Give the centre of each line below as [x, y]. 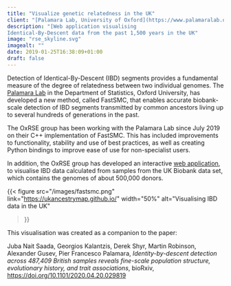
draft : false [26, 59]
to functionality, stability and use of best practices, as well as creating [106, 143]
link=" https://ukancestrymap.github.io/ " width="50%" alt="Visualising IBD [112, 198]
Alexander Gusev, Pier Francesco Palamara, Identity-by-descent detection [112, 253]
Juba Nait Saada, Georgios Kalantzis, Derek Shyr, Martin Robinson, [102, 246]
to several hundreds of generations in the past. [73, 114]
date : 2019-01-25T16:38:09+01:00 [55, 52]
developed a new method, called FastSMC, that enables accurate [99, 100]
